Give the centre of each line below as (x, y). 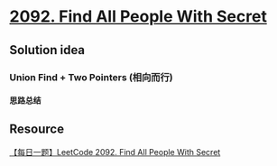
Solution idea (47, 50)
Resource (37, 129)
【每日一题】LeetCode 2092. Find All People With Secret (115, 152)
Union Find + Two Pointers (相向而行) (91, 77)
